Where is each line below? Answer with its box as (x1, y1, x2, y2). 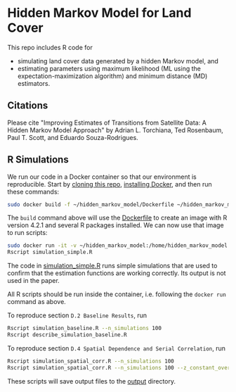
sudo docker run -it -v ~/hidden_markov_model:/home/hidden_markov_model (7, 242, 228, 249)
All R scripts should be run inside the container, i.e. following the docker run (7, 290, 226, 298)
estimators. (17, 79, 51, 87)
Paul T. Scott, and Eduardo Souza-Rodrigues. (7, 133, 138, 141)
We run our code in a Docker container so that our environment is (7, 172, 197, 181)
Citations (7, 100, 48, 112)
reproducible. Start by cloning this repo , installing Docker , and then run (7, 179, 212, 188)
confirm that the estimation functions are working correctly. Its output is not (7, 269, 226, 277)
